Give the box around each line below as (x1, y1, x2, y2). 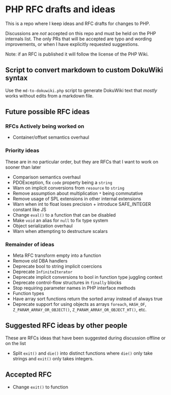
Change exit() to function (12, 384, 69, 390)
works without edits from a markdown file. (5, 93, 94, 99)
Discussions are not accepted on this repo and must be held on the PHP (5, 30, 156, 36)
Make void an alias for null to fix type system (12, 217, 108, 223)
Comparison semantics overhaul (12, 174, 81, 180)
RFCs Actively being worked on (5, 123, 84, 130)
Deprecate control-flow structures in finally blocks (12, 279, 122, 286)
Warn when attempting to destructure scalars (12, 228, 108, 234)
